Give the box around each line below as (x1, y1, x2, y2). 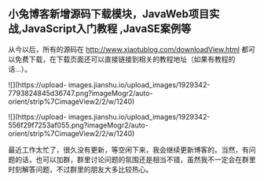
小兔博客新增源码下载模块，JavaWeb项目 (8, 7, 210, 21)
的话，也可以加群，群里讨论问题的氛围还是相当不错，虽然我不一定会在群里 (14, 154, 256, 164)
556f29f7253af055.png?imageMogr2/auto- (8, 120, 149, 130)
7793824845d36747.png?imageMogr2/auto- (8, 88, 153, 98)
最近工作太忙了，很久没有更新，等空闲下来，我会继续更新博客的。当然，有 (8, 145, 249, 154)
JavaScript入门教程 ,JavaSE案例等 (22, 22, 192, 35)
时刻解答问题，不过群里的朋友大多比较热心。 (8, 164, 153, 174)
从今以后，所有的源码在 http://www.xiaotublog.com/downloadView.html (8, 44, 240, 54)
